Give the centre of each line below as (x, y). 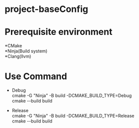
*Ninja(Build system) (26, 51)
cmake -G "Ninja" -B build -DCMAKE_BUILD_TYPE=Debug (72, 96)
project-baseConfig (46, 9)
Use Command (36, 76)
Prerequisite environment (59, 32)
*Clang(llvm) (18, 56)
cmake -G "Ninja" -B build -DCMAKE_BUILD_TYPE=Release (73, 116)
